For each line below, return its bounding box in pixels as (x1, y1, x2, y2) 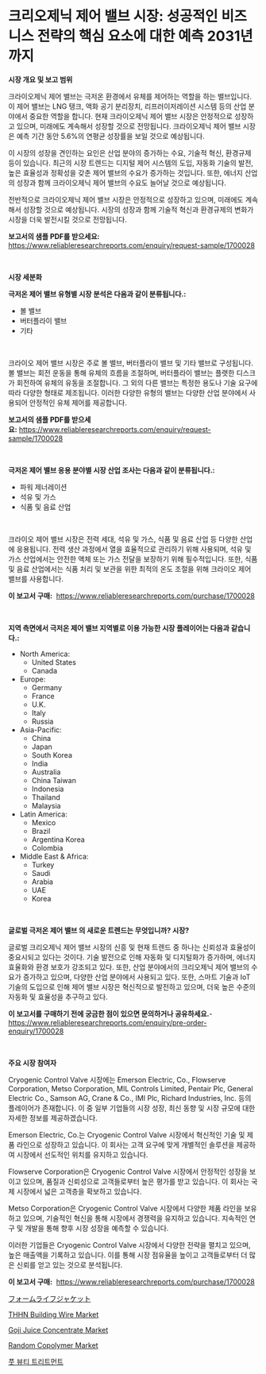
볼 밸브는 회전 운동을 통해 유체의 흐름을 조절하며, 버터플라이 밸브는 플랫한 (8, 368, 235, 377)
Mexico (31, 817, 56, 827)
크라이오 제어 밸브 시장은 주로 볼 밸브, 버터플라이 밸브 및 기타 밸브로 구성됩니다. (8, 358, 254, 368)
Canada (31, 666, 58, 675)
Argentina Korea (31, 835, 85, 844)
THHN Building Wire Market (8, 1310, 99, 1319)
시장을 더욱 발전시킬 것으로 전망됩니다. (8, 214, 127, 224)
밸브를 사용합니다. (8, 573, 64, 584)
